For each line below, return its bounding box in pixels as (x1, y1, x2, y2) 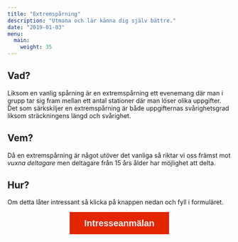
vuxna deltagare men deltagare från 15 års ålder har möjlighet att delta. (7, 158, 216, 167)
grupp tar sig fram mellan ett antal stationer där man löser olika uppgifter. (7, 96, 222, 105)
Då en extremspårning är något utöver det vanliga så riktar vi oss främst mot (7, 151, 231, 159)
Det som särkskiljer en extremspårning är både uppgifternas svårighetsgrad (7, 104, 229, 112)
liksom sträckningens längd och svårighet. (7, 111, 131, 120)
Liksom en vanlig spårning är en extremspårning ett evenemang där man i (7, 88, 224, 97)
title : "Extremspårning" (7, 10, 81, 18)
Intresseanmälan (84, 218, 155, 228)
